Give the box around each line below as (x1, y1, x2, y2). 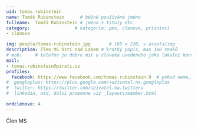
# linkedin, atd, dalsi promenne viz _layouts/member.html (6, 91, 157, 97)
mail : (6, 57, 19, 64)
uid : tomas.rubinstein (6, 8, 62, 15)
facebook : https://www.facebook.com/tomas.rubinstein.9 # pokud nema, (11, 74, 192, 80)
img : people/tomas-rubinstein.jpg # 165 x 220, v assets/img (6, 41, 176, 47)
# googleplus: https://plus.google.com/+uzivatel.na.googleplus (6, 80, 170, 85)
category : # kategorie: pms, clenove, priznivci (6, 25, 170, 31)
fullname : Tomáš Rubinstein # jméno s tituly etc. (6, 19, 136, 25)
